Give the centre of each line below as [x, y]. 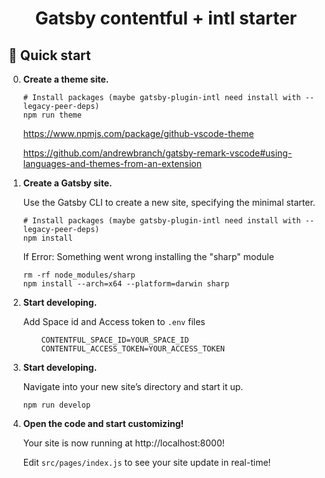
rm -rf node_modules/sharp [79, 275]
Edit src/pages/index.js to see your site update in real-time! [146, 462]
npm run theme [52, 115]
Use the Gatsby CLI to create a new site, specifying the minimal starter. [169, 202]
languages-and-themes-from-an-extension [112, 163]
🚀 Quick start [49, 55]
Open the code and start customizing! [103, 423]
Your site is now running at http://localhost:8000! [123, 443]
